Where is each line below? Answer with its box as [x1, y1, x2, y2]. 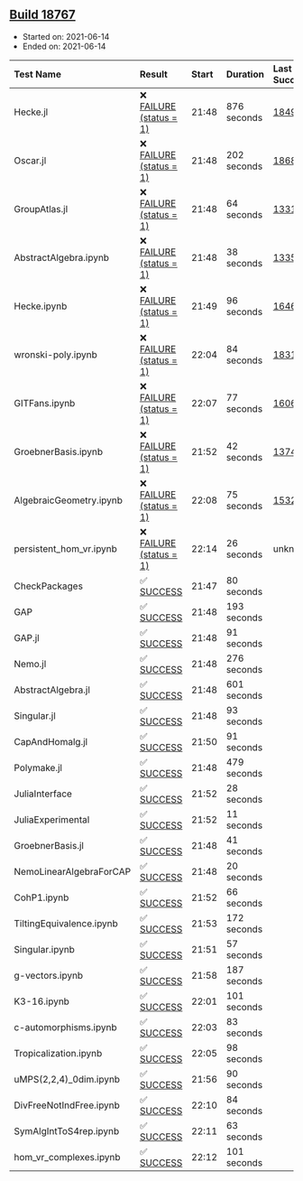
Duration [225, 68, 264, 80]
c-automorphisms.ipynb [14, 1020, 117, 1033]
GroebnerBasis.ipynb [14, 445, 104, 458]
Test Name [14, 68, 61, 80]
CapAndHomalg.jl [14, 735, 88, 748]
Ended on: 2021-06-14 [22, 41, 106, 51]
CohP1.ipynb [14, 891, 69, 904]
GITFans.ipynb [14, 396, 76, 409]
